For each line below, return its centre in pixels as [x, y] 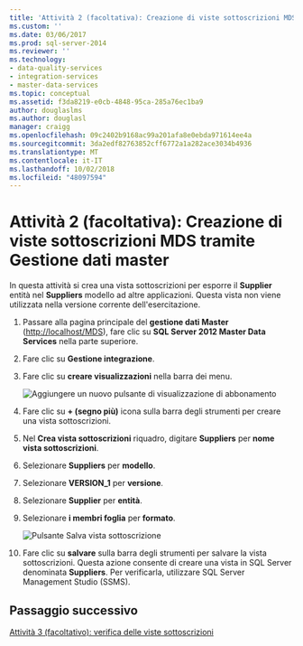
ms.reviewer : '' [40, 51]
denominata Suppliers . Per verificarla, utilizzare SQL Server [133, 572]
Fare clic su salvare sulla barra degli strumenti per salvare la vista [145, 553]
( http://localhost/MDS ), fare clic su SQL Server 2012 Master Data [144, 332]
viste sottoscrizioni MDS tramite [132, 241]
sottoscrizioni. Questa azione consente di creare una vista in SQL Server [157, 563]
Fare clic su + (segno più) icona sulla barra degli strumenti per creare [151, 411]
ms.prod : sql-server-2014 [58, 43]
